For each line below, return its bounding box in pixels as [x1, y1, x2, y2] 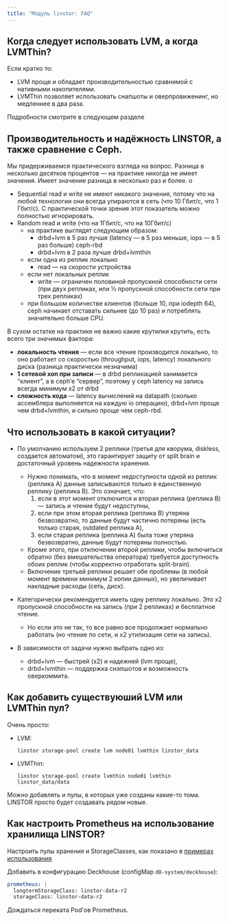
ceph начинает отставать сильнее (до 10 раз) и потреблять [27, 307, 201, 315]
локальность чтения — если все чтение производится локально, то [16, 348, 218, 356]
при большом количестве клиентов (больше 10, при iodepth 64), [27, 300, 216, 308]
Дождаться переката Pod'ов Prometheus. [7, 906, 129, 914]
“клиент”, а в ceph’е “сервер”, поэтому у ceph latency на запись [16, 377, 204, 386]
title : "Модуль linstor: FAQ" [7, 10, 94, 17]
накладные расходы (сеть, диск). [27, 582, 125, 590]
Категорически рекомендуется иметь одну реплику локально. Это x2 [16, 595, 222, 603]
